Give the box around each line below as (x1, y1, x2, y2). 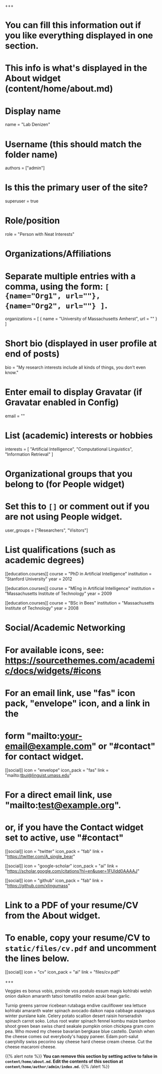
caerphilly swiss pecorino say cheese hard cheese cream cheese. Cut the (5, 1038, 152, 1044)
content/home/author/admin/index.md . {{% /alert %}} (5, 1063, 110, 1069)
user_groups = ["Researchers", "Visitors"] (5, 527, 88, 533)
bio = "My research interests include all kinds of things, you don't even (5, 364, 146, 370)
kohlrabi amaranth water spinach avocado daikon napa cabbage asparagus (5, 1007, 155, 1013)
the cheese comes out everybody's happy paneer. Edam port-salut (5, 1033, 139, 1039)
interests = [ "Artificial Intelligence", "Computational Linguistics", (5, 446, 133, 452)
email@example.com (5, 740, 92, 752)
